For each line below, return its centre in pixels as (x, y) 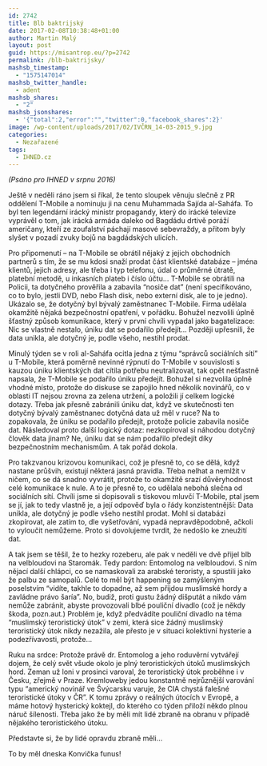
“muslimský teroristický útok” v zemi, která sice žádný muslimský (116, 622)
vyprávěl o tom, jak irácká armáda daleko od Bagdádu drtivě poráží (119, 221)
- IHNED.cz (34, 157)
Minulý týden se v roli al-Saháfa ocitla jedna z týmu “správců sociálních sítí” (133, 353)
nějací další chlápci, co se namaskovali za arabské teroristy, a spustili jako (130, 572)
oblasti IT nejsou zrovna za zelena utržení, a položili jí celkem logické (122, 396)
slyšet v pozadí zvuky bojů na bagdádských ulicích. (93, 237)
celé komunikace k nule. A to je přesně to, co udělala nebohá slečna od (126, 488)
